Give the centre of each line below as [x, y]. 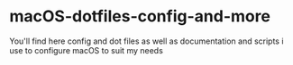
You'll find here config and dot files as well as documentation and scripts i [146, 41]
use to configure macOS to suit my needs [87, 50]
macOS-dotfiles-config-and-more [140, 16]
